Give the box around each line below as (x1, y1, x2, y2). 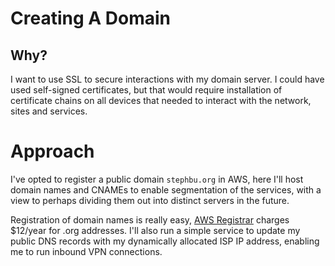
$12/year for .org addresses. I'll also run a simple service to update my (10, 224, 301, 236)
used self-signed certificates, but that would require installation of (10, 84, 283, 96)
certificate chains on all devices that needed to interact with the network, (10, 95, 312, 106)
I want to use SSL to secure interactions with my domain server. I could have (10, 73, 325, 85)
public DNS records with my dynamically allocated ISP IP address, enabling (10, 235, 320, 247)
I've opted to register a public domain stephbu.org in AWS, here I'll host (10, 173, 304, 185)
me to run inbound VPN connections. (10, 245, 163, 257)
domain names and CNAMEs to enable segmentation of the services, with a (10, 183, 322, 196)
